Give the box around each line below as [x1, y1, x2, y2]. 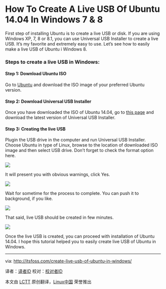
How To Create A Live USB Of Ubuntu [5, 3, 160, 15]
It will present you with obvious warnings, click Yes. [5, 172, 110, 178]
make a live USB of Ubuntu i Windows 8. [5, 46, 87, 52]
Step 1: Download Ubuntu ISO [5, 71, 67, 77]
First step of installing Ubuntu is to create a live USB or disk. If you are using [5, 30, 160, 36]
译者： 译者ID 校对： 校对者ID [5, 268, 63, 274]
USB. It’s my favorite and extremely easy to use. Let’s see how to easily [5, 41, 150, 47]
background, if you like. [5, 195, 53, 201]
